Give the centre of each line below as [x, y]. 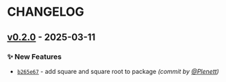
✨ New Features [34, 57]
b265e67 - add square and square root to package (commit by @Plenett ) [118, 71]
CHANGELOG [46, 12]
